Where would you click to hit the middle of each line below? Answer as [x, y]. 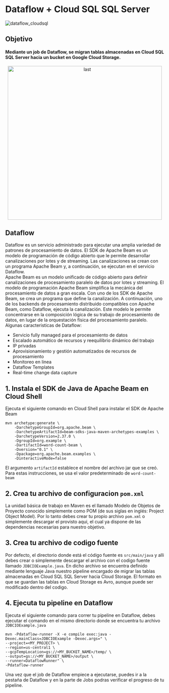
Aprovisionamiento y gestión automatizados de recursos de [74, 351]
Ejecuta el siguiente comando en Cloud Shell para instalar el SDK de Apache [84, 409]
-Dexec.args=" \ [90, 639]
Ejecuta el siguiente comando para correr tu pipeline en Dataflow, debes [80, 615]
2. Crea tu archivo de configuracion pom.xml [75, 494]
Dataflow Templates [33, 367]
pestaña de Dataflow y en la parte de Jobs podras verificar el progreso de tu [85, 680]
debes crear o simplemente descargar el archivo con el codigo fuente [78, 560]
